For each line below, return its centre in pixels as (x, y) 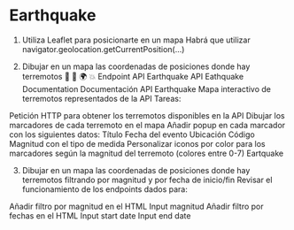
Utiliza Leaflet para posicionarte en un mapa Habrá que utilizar (136, 40)
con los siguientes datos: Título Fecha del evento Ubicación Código (132, 134)
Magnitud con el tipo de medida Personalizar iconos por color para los (137, 143)
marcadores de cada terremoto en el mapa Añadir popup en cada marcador (147, 125)
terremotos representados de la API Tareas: (101, 98)
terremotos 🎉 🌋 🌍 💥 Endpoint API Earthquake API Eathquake (133, 76)
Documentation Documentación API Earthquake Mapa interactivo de (147, 88)
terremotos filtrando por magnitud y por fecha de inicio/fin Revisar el (147, 180)
